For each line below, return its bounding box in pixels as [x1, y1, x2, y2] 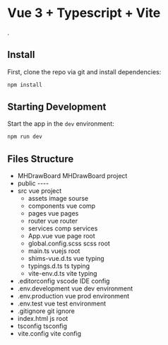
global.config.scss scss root [28, 239, 111, 248]
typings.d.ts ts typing [28, 262, 90, 270]
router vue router [28, 217, 78, 226]
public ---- [17, 179, 49, 188]
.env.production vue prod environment [17, 292, 130, 300]
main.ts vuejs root [28, 247, 80, 255]
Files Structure [7, 153, 74, 165]
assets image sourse [28, 194, 89, 203]
